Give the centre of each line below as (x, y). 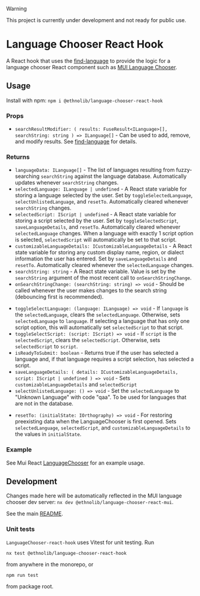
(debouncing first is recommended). (59, 297)
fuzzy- (184, 170)
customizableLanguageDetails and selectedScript (76, 385)
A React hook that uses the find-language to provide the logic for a (88, 61)
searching (27, 176)
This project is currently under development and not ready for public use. (96, 20)
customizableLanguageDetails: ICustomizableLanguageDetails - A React (103, 246)
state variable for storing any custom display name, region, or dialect (99, 253)
